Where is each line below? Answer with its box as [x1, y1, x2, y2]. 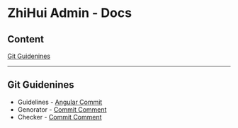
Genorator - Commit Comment [17, 105, 107, 114]
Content [7, 33, 45, 45]
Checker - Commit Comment [17, 112, 102, 121]
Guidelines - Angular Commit [17, 98, 103, 106]
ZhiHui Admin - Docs [7, 5, 132, 21]
